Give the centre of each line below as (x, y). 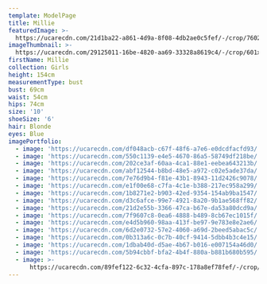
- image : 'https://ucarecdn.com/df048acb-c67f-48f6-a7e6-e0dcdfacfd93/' (138, 149)
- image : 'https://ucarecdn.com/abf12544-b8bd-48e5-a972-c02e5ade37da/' (138, 171)
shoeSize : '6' (32, 119)
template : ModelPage (43, 16)
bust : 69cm (26, 89)
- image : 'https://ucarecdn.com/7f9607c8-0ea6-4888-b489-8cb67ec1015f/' (138, 216)
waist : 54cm (28, 97)
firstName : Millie (39, 60)
